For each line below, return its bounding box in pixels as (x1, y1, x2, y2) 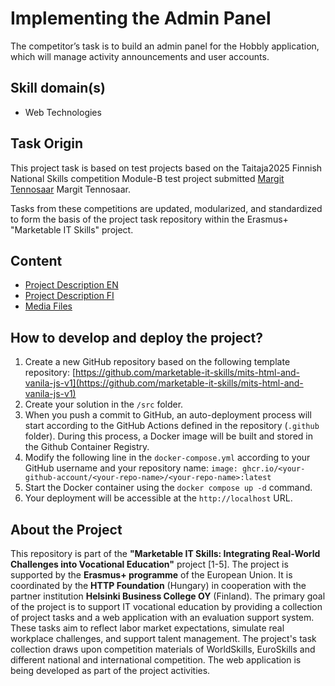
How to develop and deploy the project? (10, 329, 264, 346)
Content (10, 252, 63, 269)
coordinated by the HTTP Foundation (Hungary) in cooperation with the (10, 580, 307, 591)
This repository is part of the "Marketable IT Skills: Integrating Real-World (10, 548, 321, 559)
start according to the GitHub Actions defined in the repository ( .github (24, 420, 320, 432)
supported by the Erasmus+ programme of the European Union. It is (10, 569, 293, 581)
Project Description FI (24, 290, 115, 302)
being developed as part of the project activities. (10, 665, 211, 676)
